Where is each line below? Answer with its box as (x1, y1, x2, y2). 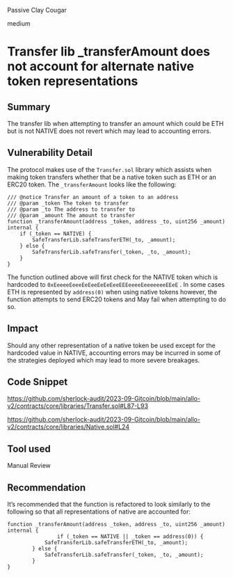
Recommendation (7, 482, 86, 493)
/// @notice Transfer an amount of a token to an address (7, 193, 179, 200)
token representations (7, 73, 138, 89)
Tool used (7, 443, 51, 455)
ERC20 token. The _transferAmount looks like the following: (7, 180, 177, 189)
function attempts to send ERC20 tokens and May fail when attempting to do (7, 295, 226, 303)
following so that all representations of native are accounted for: (7, 507, 191, 516)
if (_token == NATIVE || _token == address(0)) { (56, 533, 204, 540)
